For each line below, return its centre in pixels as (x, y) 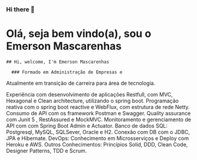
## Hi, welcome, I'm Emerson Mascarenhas (58, 62)
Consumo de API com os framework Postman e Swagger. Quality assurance (98, 113)
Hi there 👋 (21, 9)
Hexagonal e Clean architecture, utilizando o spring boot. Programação (92, 101)
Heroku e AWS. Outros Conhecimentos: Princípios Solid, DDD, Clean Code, (97, 144)
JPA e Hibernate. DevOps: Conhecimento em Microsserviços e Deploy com (98, 138)
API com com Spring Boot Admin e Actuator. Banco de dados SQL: (87, 125)
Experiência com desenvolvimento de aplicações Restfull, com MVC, (89, 94)
